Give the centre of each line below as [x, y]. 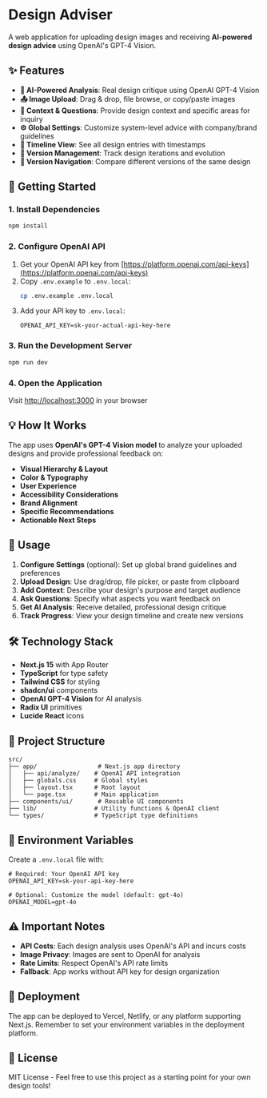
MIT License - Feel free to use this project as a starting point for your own [130, 1077]
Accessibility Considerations [69, 494]
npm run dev [28, 362]
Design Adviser [61, 15]
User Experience [48, 485]
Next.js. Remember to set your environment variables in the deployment [127, 1024]
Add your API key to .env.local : [72, 311]
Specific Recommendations [67, 511]
